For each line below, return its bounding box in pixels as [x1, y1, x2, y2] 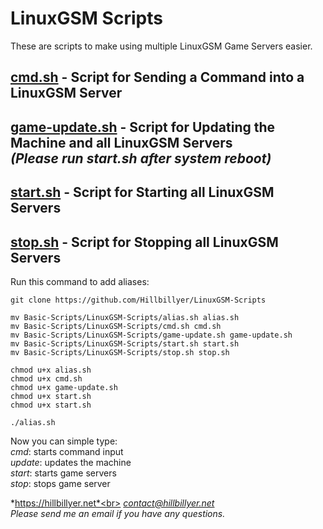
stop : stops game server [10, 477, 111, 489]
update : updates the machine [10, 456, 132, 468]
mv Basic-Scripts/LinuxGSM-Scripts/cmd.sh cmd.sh [10, 321, 222, 331]
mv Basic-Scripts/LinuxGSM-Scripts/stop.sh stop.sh [10, 347, 230, 357]
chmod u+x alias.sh [10, 365, 92, 375]
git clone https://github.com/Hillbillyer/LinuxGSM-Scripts [10, 295, 267, 305]
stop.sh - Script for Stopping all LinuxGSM [10, 233, 279, 251]
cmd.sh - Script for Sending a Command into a [10, 69, 305, 86]
